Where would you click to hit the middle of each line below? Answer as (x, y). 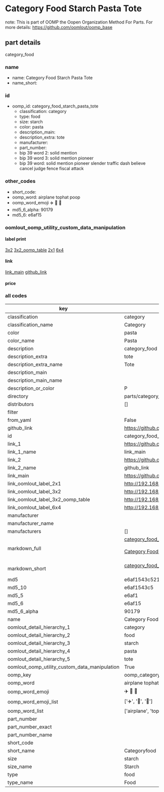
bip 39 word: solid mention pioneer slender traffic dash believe (82, 163)
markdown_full (24, 548)
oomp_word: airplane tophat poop (46, 197)
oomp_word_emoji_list (33, 702)
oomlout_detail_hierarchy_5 (39, 659)
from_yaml (20, 420)
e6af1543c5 (139, 587)
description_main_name (35, 380)
